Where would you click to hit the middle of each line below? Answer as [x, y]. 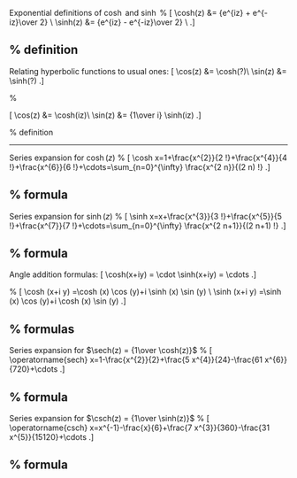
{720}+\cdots [34, 369]
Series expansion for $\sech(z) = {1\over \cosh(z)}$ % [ [110, 351]
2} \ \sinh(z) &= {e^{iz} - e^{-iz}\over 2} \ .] [118, 22]
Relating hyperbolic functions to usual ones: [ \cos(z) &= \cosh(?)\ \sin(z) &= [148, 71]
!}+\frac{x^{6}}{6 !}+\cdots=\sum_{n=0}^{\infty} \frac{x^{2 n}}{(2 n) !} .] [140, 166]
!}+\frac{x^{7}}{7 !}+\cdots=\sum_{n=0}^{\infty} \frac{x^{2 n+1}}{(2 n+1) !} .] [148, 226]
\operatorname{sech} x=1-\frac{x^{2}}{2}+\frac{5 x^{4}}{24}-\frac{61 [136, 360]
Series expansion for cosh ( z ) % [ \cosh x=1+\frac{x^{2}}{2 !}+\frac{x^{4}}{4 [148, 158]
